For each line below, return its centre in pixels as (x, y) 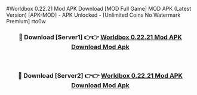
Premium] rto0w (26, 21)
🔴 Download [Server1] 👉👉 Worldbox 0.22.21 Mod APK (100, 37)
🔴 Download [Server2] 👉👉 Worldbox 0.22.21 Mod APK (100, 76)
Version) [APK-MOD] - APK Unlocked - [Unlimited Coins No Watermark (93, 15)
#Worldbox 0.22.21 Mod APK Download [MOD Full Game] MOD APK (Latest (99, 9)
